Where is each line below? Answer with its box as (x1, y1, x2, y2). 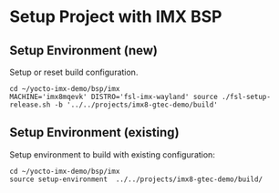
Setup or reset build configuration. (9, 66, 139, 77)
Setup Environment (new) (9, 43, 158, 58)
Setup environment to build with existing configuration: (9, 148, 216, 160)
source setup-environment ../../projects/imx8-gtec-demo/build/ (9, 175, 263, 184)
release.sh (9, 100, 51, 109)
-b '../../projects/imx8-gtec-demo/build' (54, 100, 219, 109)
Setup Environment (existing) (9, 125, 180, 140)
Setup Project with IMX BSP (9, 6, 222, 27)
